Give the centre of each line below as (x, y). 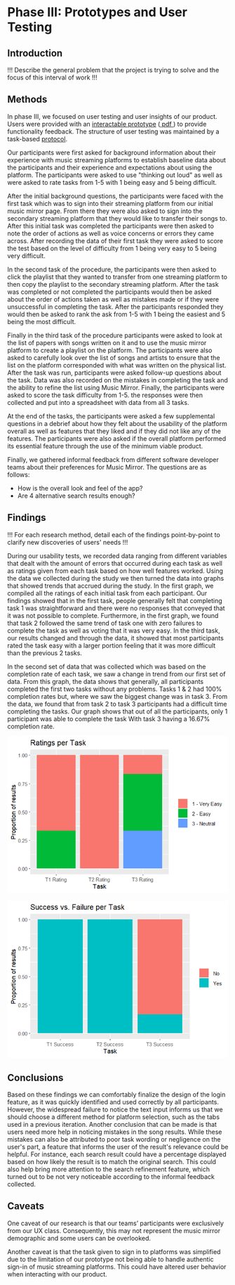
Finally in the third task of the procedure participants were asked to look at (115, 335)
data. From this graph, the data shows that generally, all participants (106, 681)
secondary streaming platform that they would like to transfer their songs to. (117, 218)
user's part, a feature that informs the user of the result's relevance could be (118, 1147)
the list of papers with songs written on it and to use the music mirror (107, 342)
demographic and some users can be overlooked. (79, 1238)
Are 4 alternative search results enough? (76, 496)
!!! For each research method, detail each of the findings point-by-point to (114, 534)
